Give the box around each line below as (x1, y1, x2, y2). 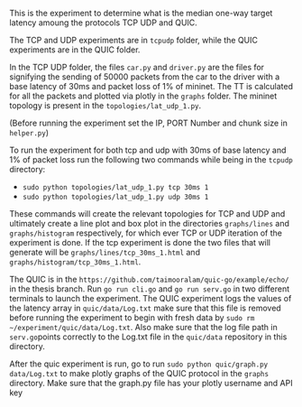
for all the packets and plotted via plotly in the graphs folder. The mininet (9, 90, 278, 101)
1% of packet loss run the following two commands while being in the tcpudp (9, 154, 293, 165)
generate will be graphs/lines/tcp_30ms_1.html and (9, 247, 201, 257)
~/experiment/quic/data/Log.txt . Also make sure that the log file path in (9, 322, 278, 332)
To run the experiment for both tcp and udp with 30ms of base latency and (9, 144, 287, 155)
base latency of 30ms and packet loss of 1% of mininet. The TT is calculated (9, 81, 294, 91)
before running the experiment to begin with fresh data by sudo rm (9, 312, 255, 323)
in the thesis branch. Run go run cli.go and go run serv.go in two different (9, 283, 290, 294)
